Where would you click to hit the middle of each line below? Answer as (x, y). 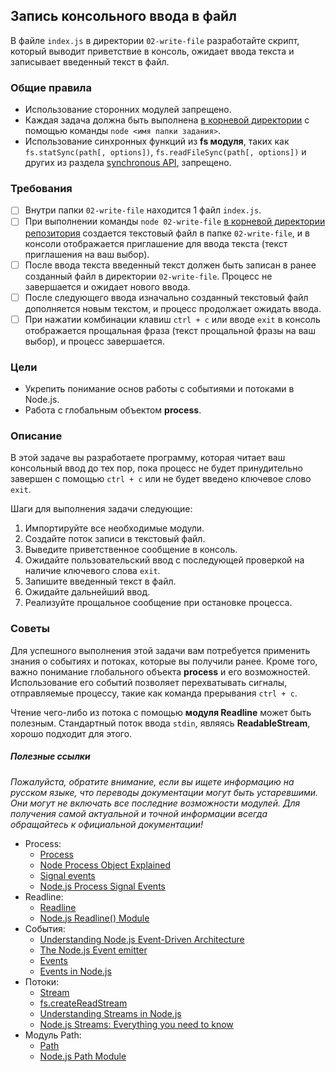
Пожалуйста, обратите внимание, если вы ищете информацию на (152, 781)
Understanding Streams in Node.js (110, 1013)
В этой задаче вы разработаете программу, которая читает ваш (148, 458)
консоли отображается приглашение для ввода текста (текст (156, 243)
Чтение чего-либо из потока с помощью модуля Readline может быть (161, 712)
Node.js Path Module (83, 1056)
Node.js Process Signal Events (102, 886)
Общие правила (51, 87)
